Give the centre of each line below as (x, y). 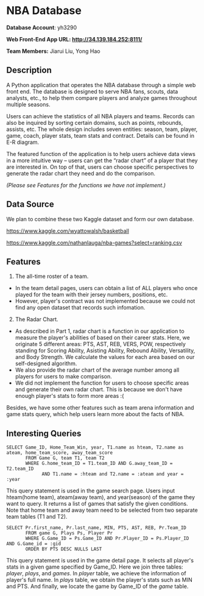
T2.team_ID (20, 469)
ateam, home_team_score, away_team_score (60, 453)
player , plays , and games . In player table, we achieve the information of (97, 573)
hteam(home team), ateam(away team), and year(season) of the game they (101, 497)
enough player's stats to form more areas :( (69, 396)
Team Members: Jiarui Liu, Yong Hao (53, 51)
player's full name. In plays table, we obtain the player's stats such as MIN (100, 580)
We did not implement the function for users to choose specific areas (102, 383)
